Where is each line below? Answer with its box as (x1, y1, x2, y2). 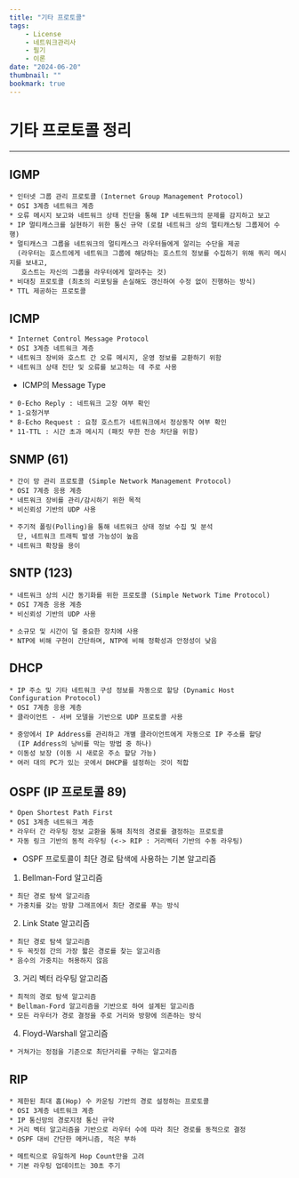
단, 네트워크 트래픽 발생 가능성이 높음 (17, 532, 140, 541)
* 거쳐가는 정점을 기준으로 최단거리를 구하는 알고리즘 (9, 1047, 178, 1057)
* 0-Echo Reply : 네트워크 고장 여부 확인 (9, 399, 150, 408)
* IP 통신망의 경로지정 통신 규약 (9, 1116, 115, 1126)
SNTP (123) (9, 566, 74, 581)
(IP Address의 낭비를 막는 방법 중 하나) (17, 739, 153, 748)
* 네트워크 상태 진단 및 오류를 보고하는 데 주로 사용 (9, 363, 178, 372)
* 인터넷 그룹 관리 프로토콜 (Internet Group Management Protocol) (9, 192, 245, 201)
